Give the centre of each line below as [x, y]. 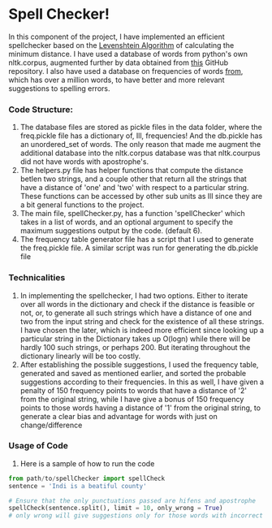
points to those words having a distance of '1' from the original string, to [140, 408]
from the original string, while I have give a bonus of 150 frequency [132, 399]
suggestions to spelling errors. [59, 88]
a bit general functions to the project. [82, 205]
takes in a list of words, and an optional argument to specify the [127, 222]
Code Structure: [41, 109]
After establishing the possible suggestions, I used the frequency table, [139, 364]
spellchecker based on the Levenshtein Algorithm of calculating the [121, 45]
